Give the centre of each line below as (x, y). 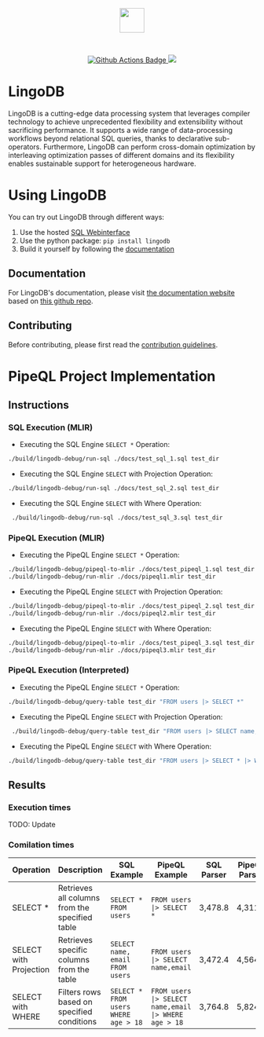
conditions (77, 1022)
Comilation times (41, 845)
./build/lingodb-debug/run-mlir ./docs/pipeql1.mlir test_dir (112, 577)
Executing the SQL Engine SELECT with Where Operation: (110, 504)
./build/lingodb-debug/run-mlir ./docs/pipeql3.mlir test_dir (112, 650)
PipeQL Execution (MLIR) (57, 537)
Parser (214, 875)
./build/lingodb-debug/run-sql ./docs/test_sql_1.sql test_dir (114, 459)
